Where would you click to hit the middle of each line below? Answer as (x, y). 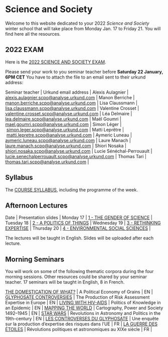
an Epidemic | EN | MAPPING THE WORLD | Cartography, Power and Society (84, 308)
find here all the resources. (33, 34)
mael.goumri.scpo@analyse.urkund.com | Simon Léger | (63, 124)
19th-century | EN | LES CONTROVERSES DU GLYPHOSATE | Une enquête (82, 319)
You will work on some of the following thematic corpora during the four (79, 272)
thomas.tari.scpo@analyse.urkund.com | (47, 162)
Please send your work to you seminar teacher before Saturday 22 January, (84, 72)
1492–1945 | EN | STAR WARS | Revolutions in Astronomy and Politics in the (83, 313)
